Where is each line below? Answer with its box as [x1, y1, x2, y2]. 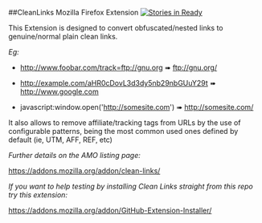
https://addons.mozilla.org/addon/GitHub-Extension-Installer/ [8, 205, 212, 215]
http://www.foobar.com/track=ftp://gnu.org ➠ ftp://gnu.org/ [19, 63, 218, 72]
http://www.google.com [19, 87, 99, 96]
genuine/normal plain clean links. [8, 32, 118, 41]
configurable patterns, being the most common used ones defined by [8, 127, 239, 136]
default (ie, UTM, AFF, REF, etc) [8, 135, 113, 144]
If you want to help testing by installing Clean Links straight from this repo [8, 181, 253, 191]
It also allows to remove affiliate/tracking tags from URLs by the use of [8, 118, 241, 128]
